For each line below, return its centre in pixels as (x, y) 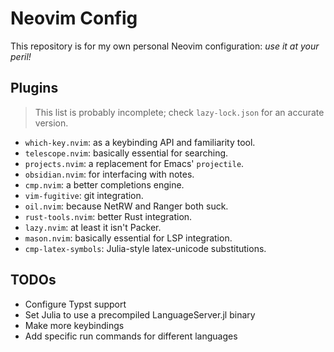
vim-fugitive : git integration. (84, 195)
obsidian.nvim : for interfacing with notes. (109, 174)
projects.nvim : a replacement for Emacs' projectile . (134, 163)
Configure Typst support (75, 304)
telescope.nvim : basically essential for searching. (126, 153)
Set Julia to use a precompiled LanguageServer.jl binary (140, 314)
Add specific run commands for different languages (131, 336)
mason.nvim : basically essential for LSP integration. (128, 238)
